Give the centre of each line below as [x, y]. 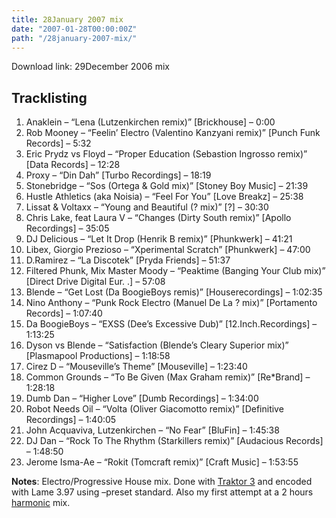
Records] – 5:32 [58, 143]
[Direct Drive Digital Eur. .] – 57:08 [95, 282]
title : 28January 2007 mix [67, 19]
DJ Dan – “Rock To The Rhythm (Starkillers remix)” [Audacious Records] [174, 441]
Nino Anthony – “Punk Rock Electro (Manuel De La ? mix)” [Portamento [171, 303]
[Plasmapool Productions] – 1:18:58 [98, 356]
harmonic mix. [41, 503]
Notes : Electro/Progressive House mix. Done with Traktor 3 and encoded [162, 482]
